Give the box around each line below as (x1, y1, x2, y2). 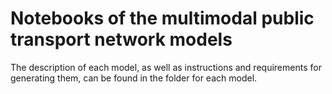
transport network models (10, 28, 233, 51)
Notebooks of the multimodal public (10, 7, 315, 30)
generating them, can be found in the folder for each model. (10, 72, 258, 84)
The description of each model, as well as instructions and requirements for (10, 61, 322, 73)
